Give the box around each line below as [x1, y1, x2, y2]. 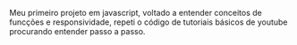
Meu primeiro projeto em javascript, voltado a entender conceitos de [9, 8, 262, 18]
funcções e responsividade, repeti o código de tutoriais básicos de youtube [9, 17, 288, 27]
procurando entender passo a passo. [9, 26, 146, 36]
